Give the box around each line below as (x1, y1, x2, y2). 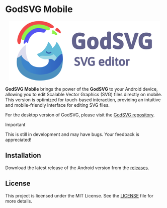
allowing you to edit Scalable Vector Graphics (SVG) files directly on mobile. (5, 91, 162, 97)
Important (5, 121, 26, 127)
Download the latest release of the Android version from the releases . (5, 165, 149, 171)
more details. (5, 198, 33, 204)
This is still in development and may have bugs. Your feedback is (5, 131, 139, 137)
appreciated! (5, 136, 32, 143)
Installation (5, 151, 41, 160)
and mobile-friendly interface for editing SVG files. (5, 102, 110, 108)
